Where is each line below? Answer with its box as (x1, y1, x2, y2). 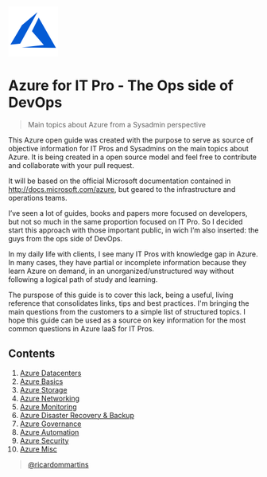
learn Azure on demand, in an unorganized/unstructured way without (8, 266, 234, 276)
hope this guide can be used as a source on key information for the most (8, 315, 246, 325)
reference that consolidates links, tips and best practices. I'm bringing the (8, 298, 250, 308)
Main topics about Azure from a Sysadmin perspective (27, 119, 207, 129)
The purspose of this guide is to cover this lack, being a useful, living (8, 290, 234, 299)
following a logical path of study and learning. (8, 274, 158, 284)
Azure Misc (19, 444, 58, 454)
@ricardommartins (27, 459, 89, 469)
